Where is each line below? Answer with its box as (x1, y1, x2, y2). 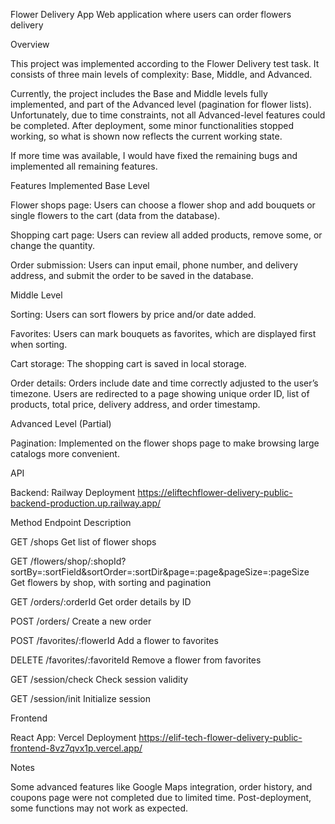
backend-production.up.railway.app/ (10, 497, 162, 509)
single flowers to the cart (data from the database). (10, 210, 221, 221)
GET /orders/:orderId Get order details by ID (10, 596, 192, 608)
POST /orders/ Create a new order (10, 615, 152, 627)
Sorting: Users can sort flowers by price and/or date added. (10, 309, 257, 320)
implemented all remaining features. (10, 160, 158, 172)
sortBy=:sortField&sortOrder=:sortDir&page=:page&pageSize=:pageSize (10, 566, 310, 578)
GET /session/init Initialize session (10, 693, 151, 704)
